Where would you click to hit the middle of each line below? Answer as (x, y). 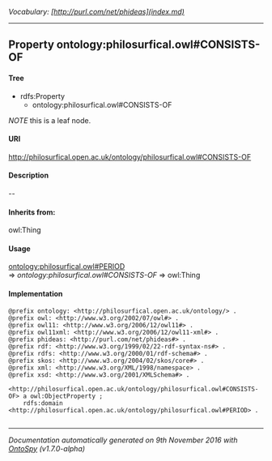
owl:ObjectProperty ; (66, 396)
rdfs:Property (42, 96)
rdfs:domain (43, 403)
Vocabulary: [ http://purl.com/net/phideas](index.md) (96, 12)
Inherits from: (32, 212)
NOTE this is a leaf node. (50, 120)
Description (29, 175)
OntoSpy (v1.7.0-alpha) (47, 448)
